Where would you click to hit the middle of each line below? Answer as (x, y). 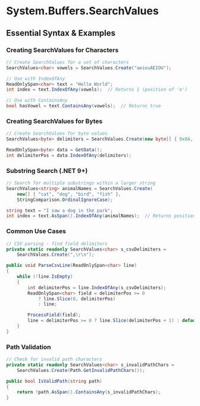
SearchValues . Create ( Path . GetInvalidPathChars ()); (81, 370)
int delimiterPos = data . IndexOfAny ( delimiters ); (69, 155)
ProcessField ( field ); (54, 315)
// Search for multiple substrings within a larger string (81, 183)
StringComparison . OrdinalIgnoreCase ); (65, 200)
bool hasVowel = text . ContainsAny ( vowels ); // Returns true (84, 106)
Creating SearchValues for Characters (62, 50)
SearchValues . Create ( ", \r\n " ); (56, 255)
